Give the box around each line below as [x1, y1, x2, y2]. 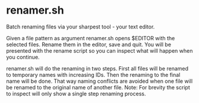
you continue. [6, 53, 40, 60]
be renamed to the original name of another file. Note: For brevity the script [6, 83, 190, 91]
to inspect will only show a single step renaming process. [6, 90, 146, 97]
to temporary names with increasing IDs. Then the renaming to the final [6, 71, 181, 78]
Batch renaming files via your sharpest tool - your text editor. [6, 23, 155, 30]
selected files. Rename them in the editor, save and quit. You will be [6, 41, 171, 48]
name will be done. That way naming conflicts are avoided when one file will [6, 78, 193, 85]
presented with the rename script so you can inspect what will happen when [6, 47, 193, 54]
